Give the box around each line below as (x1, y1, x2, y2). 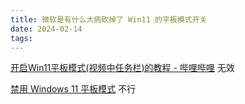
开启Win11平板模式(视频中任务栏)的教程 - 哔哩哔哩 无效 (10, 62, 235, 74)
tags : (10, 33, 33, 43)
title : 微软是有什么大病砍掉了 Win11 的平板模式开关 (10, 14, 208, 25)
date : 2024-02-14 (10, 24, 83, 34)
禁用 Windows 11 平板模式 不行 (10, 83, 137, 95)
